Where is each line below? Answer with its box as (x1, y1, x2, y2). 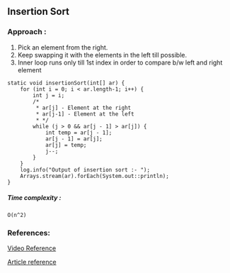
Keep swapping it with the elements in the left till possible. (17, 50, 188, 59)
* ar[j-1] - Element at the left (35, 110, 134, 118)
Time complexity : (7, 194, 62, 202)
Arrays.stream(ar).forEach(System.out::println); (20, 172, 170, 179)
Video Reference (7, 244, 57, 252)
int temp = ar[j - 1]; (45, 129, 113, 136)
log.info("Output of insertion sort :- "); (20, 166, 151, 173)
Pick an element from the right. (17, 43, 108, 52)
